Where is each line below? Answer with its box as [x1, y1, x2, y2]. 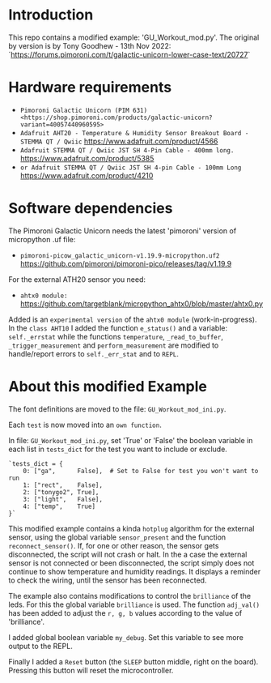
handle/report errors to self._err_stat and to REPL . [8, 348, 180, 358]
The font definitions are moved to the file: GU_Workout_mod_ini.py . [8, 403, 227, 414]
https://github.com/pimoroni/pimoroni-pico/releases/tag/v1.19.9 [19, 258, 232, 268]
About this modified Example [8, 378, 208, 395]
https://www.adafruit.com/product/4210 [19, 170, 154, 180]
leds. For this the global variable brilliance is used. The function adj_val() [8, 600, 260, 609]
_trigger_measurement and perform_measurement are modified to [8, 340, 219, 350]
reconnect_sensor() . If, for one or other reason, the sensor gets [8, 540, 219, 550]
